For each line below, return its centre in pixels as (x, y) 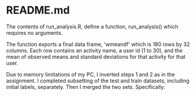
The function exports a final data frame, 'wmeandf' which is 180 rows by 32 (98, 44)
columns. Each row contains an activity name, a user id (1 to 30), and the (94, 50)
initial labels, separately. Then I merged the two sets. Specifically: (86, 87)
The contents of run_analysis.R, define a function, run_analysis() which (92, 27)
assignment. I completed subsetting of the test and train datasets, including (98, 81)
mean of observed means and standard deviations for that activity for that (96, 57)
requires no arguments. (35, 32)
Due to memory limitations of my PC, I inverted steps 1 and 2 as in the (91, 74)
